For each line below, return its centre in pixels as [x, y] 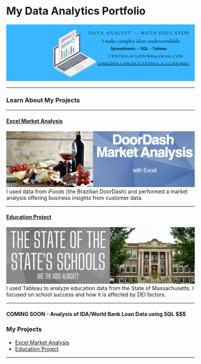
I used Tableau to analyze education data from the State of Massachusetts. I [100, 288]
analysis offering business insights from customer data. [74, 198]
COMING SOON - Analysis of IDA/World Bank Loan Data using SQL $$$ [96, 314]
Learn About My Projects [43, 100]
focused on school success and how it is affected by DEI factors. [86, 294]
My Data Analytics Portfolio [76, 11]
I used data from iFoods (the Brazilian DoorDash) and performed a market [97, 191]
